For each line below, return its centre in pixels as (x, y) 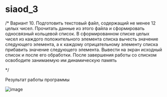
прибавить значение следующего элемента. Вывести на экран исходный (84, 49)
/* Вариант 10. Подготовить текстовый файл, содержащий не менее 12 (80, 23)
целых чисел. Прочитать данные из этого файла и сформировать (75, 28)
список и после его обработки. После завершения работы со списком (81, 55)
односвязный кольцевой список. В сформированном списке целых (77, 33)
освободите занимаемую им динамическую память (61, 60)
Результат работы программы (37, 79)
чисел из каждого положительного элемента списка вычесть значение (82, 39)
